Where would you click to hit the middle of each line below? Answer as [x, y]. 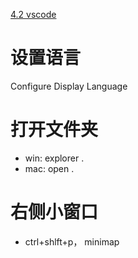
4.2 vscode [33, 14]
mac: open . [49, 168]
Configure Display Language [69, 86]
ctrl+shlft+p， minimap [72, 241]
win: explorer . [54, 158]
